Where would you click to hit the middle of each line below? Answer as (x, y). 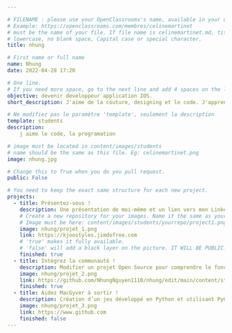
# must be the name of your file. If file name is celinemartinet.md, (111, 32)
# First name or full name (46, 58)
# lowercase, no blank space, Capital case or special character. (105, 39)
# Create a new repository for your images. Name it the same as (116, 216)
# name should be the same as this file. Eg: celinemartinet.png (103, 152)
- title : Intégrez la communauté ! (65, 261)
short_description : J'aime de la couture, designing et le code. (103, 102)
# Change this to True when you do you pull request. (86, 172)
